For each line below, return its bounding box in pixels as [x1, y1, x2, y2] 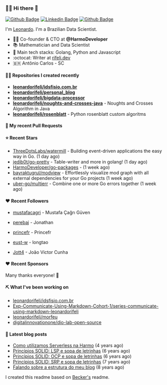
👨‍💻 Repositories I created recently [5, 72, 79, 78]
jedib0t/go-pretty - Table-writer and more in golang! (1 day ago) [12, 159, 148, 165]
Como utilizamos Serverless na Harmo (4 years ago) [12, 342, 124, 349]
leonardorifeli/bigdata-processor [12, 94, 85, 100]
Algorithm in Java [12, 105, 50, 112]
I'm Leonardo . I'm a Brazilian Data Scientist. [5, 26, 97, 32]
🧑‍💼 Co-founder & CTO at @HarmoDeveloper [12, 36, 108, 43]
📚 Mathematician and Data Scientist [12, 42, 90, 48]
